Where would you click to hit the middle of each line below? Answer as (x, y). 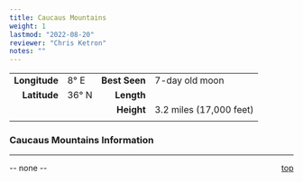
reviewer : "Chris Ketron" (58, 43)
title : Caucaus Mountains (58, 18)
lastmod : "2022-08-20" (52, 34)
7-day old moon (189, 80)
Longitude (36, 80)
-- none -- (28, 168)
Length (130, 96)
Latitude (40, 96)
